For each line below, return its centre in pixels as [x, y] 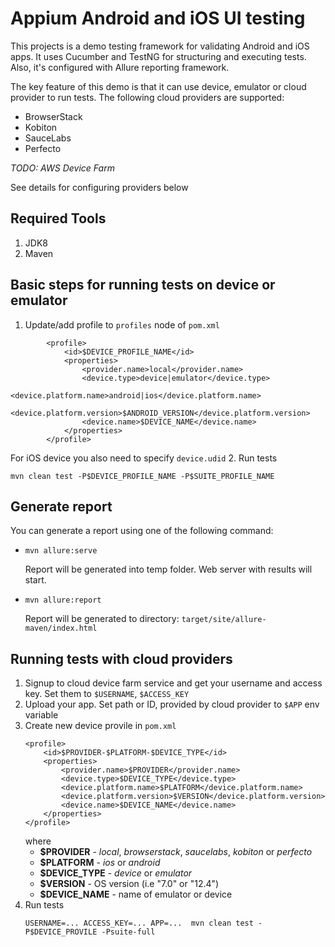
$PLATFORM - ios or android [100, 863]
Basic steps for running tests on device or [143, 285]
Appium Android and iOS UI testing [158, 18]
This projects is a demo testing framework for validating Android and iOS [160, 46]
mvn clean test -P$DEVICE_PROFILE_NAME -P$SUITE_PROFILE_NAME [142, 476]
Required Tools [58, 218]
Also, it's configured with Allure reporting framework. [120, 67]
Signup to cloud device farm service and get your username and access [173, 683]
